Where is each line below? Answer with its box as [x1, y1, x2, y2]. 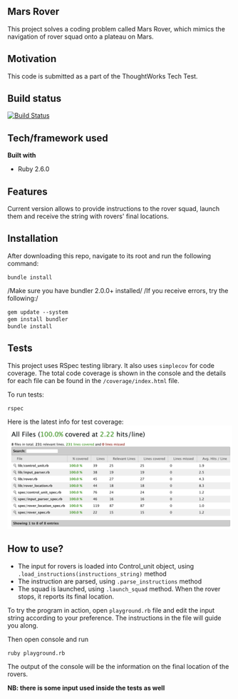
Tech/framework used [7, 132, 108, 144]
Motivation [7, 53, 57, 65]
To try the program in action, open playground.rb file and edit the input [7, 606, 215, 614]
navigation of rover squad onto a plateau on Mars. [7, 32, 155, 41]
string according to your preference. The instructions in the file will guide [7, 613, 222, 622]
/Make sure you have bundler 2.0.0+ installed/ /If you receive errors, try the [7, 286, 229, 295]
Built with [7, 151, 36, 160]
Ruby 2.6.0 [17, 165, 50, 173]
